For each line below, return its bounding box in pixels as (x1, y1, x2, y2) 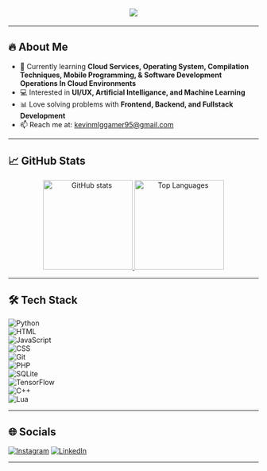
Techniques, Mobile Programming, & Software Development (19, 70, 222, 80)
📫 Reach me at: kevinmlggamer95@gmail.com (19, 119, 174, 129)
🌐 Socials (8, 425, 57, 438)
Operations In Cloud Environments (19, 78, 137, 88)
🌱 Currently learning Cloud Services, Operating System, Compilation (19, 61, 249, 71)
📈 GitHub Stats (8, 154, 86, 168)
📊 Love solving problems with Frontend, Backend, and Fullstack (19, 99, 234, 109)
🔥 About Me (8, 41, 68, 54)
